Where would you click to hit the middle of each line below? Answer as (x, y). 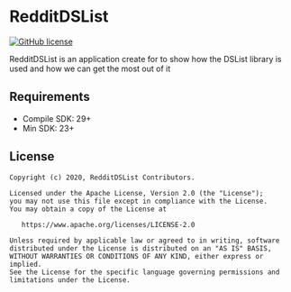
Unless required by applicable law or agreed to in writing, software (145, 241)
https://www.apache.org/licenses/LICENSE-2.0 (108, 224)
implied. (26, 264)
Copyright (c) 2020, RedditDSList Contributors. (102, 178)
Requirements (50, 97)
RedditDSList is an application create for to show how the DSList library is (145, 59)
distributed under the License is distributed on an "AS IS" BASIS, (141, 248)
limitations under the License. (70, 280)
